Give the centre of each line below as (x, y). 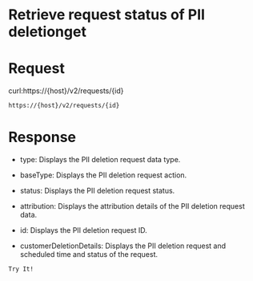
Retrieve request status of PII (107, 15)
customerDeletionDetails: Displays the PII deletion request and (123, 246)
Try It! (21, 269)
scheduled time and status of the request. (89, 255)
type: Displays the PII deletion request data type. (100, 160)
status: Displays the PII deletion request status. (97, 191)
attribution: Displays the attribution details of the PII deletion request (133, 206)
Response (42, 137)
